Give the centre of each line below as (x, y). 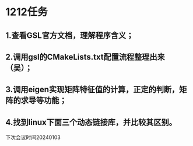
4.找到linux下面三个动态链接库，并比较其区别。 (91, 122)
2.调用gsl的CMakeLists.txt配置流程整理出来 (85, 57)
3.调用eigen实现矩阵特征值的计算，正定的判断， (92, 90)
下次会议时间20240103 (33, 137)
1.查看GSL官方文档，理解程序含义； (70, 35)
